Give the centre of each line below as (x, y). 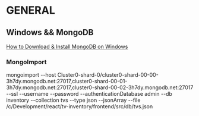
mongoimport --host (31, 75)
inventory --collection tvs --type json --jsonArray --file (73, 100)
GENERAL (31, 10)
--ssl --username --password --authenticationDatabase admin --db (89, 94)
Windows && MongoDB (50, 32)
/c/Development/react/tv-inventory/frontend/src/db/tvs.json (80, 106)
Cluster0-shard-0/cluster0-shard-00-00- (108, 75)
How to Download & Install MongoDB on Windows (67, 46)
